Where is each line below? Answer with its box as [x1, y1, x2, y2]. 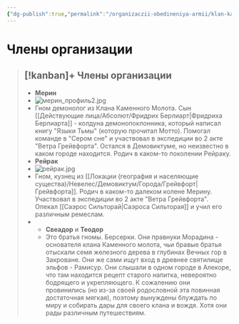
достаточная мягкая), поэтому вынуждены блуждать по [45, 293, 218, 302]
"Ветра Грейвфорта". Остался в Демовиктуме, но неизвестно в [34, 141, 229, 150]
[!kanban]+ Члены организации [24, 69, 172, 82]
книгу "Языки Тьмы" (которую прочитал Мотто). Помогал [34, 126, 211, 135]
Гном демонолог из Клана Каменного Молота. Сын [34, 103, 192, 112]
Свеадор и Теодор [45, 225, 104, 233]
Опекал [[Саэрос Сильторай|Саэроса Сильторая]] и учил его [34, 202, 223, 211]
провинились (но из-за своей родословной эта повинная [45, 285, 220, 294]
